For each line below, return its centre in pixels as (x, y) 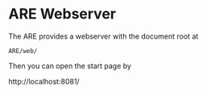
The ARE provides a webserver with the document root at (103, 36)
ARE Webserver (62, 14)
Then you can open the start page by (70, 66)
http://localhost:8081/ (44, 81)
